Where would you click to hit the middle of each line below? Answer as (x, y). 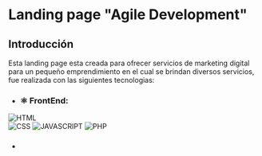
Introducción (41, 44)
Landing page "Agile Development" (128, 15)
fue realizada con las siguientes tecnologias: (81, 80)
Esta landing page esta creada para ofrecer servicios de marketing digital (129, 63)
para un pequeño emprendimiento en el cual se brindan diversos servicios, (131, 72)
